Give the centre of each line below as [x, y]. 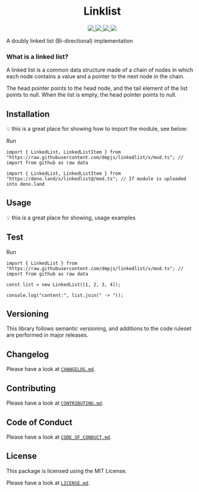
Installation [28, 114]
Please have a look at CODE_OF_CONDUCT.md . [59, 437]
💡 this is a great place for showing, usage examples [71, 218]
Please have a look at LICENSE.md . [48, 483]
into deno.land [26, 185]
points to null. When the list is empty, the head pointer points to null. [92, 95]
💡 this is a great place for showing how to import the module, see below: [97, 129]
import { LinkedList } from [42, 263]
